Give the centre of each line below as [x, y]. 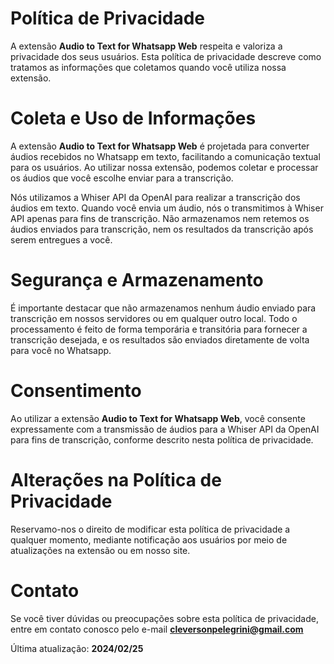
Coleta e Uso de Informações [133, 118]
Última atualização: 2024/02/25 [77, 648]
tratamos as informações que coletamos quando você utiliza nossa [148, 67]
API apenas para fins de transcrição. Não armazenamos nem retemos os [160, 218]
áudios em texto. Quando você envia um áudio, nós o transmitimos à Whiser [167, 208]
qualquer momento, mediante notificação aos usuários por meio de [149, 539]
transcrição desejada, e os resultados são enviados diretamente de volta [160, 339]
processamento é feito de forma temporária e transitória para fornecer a [159, 329]
